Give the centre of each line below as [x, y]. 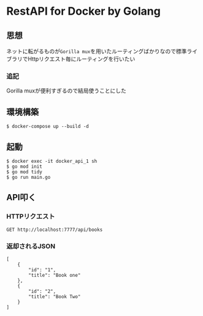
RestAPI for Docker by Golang [83, 11]
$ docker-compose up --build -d [48, 127]
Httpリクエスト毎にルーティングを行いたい [81, 59]
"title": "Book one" [55, 275]
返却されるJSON [31, 246]
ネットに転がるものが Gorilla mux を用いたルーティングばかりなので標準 [97, 51]
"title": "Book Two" [55, 296]
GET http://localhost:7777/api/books [55, 230]
